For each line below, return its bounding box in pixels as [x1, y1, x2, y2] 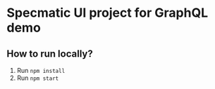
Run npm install [16, 67, 66, 74]
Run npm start [16, 74, 59, 82]
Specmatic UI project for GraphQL [6, 5, 209, 21]
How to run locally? [6, 48, 93, 60]
